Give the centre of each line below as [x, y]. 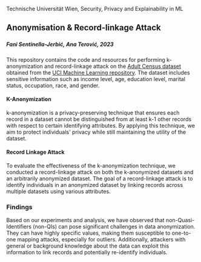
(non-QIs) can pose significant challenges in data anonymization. [114, 227]
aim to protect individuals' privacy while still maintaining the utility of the [96, 132]
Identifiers [19, 227]
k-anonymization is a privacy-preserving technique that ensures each [93, 113]
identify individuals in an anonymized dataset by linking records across [95, 185]
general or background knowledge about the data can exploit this [88, 246]
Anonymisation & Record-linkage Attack [84, 28]
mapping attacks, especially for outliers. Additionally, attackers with [101, 240]
